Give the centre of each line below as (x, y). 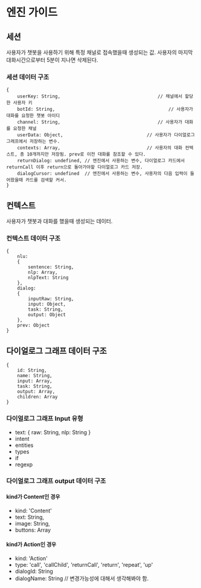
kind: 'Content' (33, 510)
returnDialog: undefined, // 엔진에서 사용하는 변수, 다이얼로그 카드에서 (101, 161)
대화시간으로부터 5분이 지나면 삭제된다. (52, 60)
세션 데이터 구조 (28, 77)
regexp (24, 464)
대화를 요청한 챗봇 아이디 (33, 116)
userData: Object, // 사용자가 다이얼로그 (106, 135)
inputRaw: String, (51, 299)
